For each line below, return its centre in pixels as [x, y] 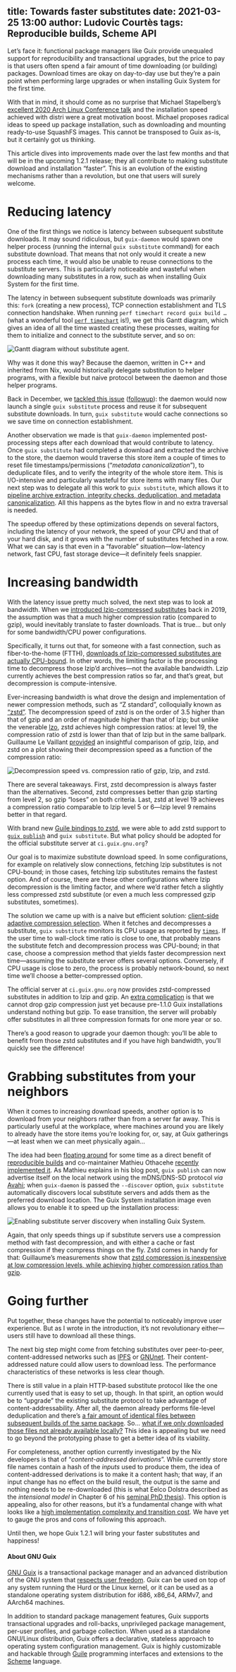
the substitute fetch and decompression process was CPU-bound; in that [113, 946]
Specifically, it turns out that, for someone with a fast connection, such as [114, 645]
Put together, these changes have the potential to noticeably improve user [114, 1320]
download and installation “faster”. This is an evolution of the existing [107, 168]
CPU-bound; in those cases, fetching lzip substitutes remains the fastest [112, 871]
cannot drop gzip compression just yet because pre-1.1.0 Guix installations [115, 1004]
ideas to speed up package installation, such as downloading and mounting [117, 124]
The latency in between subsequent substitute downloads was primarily [112, 298]
